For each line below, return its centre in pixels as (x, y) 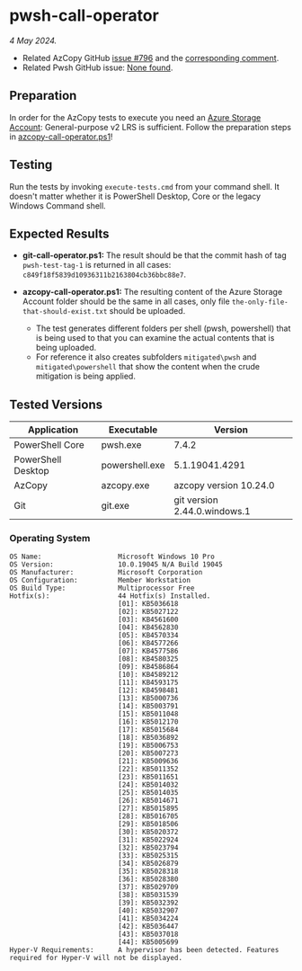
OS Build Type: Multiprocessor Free (102, 588)
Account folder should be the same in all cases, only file (126, 301)
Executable (133, 430)
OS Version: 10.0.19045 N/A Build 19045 (116, 565)
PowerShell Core (49, 445)
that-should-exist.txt (65, 312)
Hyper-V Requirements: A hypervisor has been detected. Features (144, 950)
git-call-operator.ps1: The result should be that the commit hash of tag (154, 255)
